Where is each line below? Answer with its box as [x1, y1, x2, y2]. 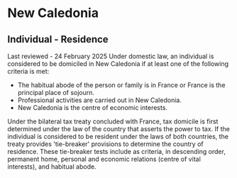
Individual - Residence [7, 33, 109, 45]
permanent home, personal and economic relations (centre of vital [7, 155, 201, 163]
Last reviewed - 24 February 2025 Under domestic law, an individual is [7, 52, 214, 60]
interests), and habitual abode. [7, 162, 97, 171]
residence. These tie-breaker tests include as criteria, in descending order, [7, 148, 226, 155]
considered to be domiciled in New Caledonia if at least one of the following [7, 60, 229, 68]
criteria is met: [7, 67, 50, 75]
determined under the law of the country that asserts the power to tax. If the [7, 125, 231, 133]
